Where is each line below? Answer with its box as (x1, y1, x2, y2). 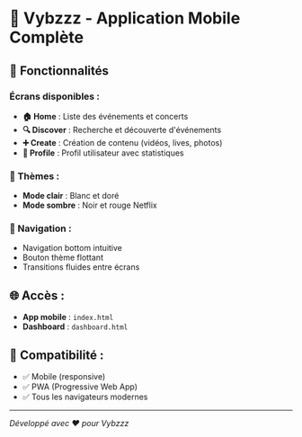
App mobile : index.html (22, 312, 114, 323)
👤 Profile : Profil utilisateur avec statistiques (22, 147, 184, 158)
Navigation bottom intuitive (22, 243, 123, 254)
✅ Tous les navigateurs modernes (22, 391, 148, 403)
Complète (9, 27, 84, 48)
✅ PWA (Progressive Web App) (22, 381, 138, 392)
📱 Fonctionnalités (9, 63, 110, 78)
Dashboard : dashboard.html (22, 321, 129, 332)
